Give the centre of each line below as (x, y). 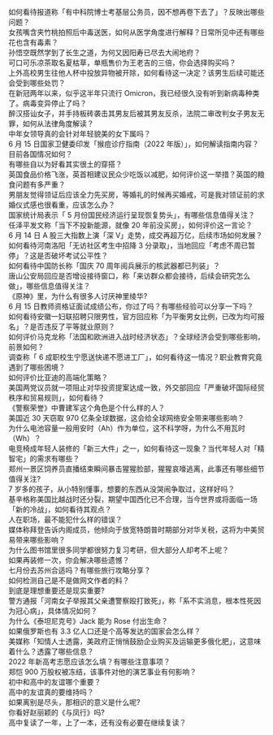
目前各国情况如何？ (41, 154)
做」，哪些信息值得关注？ (50, 286)
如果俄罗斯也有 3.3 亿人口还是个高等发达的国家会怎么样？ (105, 631)
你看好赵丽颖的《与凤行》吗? (57, 712)
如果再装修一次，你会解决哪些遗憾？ (69, 560)
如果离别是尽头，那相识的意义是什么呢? (74, 702)
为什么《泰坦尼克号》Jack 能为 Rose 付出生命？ (89, 621)
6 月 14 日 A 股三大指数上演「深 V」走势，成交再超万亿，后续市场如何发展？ (136, 235)
